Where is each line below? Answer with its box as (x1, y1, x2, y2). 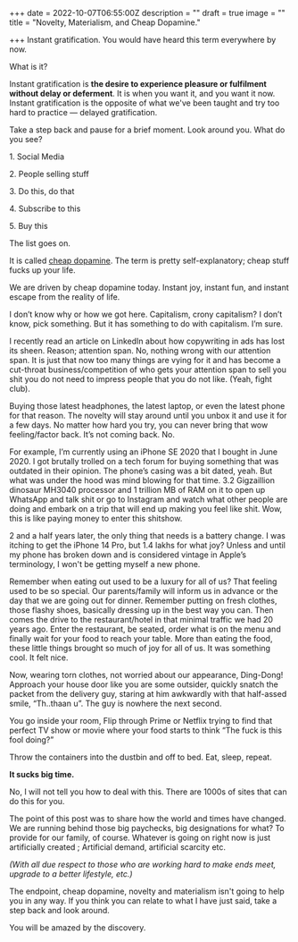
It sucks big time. (9, 769, 75, 779)
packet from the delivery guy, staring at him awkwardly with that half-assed (9, 689, 287, 699)
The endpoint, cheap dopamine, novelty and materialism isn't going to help (9, 886, 286, 896)
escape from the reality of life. (9, 292, 120, 302)
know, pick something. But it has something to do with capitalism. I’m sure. (9, 318, 284, 329)
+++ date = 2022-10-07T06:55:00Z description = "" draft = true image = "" (9, 8, 286, 18)
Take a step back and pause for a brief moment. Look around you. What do (9, 124, 286, 135)
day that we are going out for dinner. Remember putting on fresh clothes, (9, 595, 277, 606)
